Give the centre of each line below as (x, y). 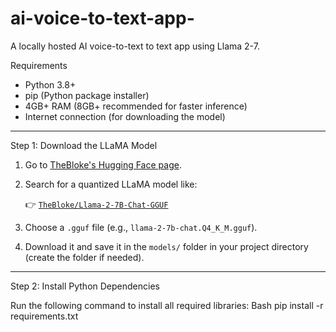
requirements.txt (44, 316)
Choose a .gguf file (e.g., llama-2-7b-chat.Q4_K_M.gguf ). (141, 227)
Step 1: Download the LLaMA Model (84, 145)
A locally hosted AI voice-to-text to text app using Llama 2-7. (135, 46)
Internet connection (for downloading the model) (125, 116)
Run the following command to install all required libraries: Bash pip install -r (167, 305)
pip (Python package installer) (87, 95)
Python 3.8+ (50, 84)
